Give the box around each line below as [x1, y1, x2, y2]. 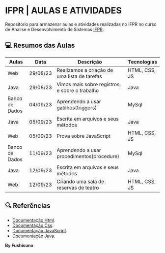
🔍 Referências [5, 202, 51, 210]
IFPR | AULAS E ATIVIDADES [5, 5, 122, 16]
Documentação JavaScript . [12, 227, 68, 233]
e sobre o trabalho [56, 87, 99, 94]
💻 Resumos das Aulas [5, 41, 75, 50]
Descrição [78, 58, 102, 65]
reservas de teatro [56, 184, 99, 191]
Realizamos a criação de [56, 66, 113, 73]
